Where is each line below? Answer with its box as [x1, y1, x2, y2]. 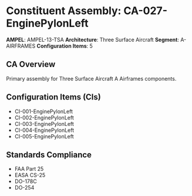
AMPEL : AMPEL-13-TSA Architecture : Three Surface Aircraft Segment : [6, 36, 179, 43]
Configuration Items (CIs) [6, 92, 101, 102]
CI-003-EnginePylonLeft [14, 120, 75, 127]
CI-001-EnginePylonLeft [14, 108, 73, 115]
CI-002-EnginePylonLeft [14, 114, 75, 121]
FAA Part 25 [14, 165, 44, 172]
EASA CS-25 [14, 172, 46, 179]
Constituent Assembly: [6, 4, 122, 18]
